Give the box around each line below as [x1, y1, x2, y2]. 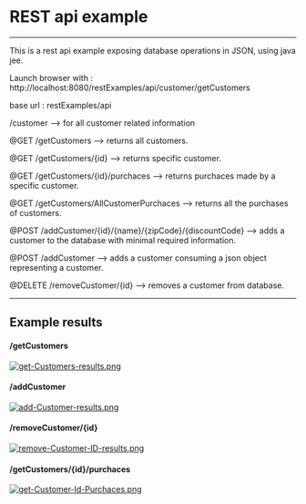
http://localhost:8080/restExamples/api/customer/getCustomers [9, 82, 250, 93]
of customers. [9, 207, 62, 218]
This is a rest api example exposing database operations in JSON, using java [9, 45, 296, 56]
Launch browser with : [9, 72, 94, 83]
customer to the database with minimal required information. [9, 234, 237, 245]
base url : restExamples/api [9, 99, 112, 110]
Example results [9, 314, 103, 330]
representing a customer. [9, 262, 104, 273]
